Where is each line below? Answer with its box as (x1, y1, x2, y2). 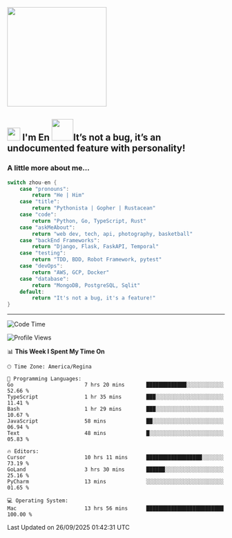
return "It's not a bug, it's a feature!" (32, 295, 156, 302)
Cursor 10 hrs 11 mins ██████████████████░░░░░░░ (7, 454, 224, 461)
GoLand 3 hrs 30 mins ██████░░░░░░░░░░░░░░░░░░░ (7, 466, 224, 473)
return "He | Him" (32, 192, 85, 199)
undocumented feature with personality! (7, 142, 186, 154)
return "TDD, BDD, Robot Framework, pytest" (32, 256, 162, 263)
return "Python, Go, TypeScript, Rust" (32, 217, 147, 224)
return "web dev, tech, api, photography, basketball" (32, 230, 193, 237)
